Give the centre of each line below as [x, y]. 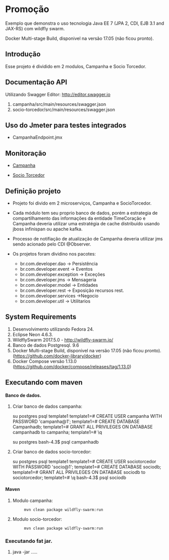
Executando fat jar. [29, 541]
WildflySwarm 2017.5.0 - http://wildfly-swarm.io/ [63, 340]
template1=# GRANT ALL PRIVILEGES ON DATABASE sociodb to [79, 472]
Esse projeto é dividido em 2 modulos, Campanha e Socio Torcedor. [76, 66]
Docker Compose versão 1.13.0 [45, 361]
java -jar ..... [25, 552]
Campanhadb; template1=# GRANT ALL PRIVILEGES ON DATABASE [82, 427]
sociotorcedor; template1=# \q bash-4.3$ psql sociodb [69, 478]
